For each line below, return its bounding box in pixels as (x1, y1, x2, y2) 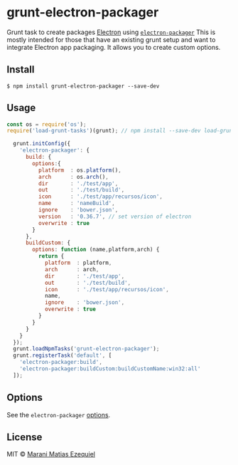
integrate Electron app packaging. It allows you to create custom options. (6, 43, 221, 51)
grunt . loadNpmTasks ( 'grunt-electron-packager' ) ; (13, 345, 160, 352)
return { (38, 253, 65, 260)
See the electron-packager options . (6, 410, 111, 419)
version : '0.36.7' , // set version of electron (38, 213, 192, 220)
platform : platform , (44, 259, 112, 267)
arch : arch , (44, 266, 99, 273)
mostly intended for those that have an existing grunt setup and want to (6, 35, 216, 43)
